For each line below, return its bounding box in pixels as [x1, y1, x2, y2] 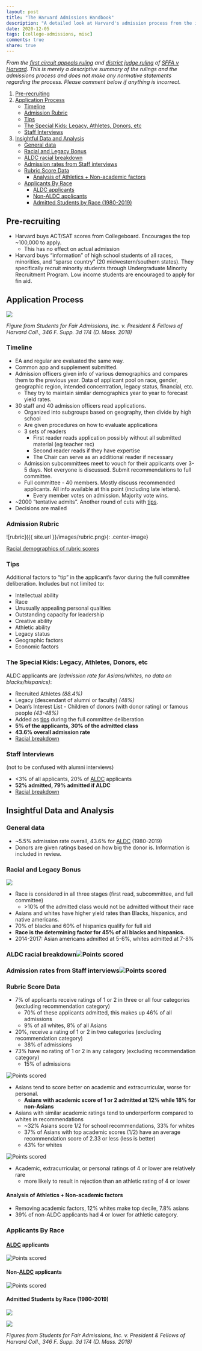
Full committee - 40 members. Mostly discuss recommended [23, 479, 176, 486]
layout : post [6, 8, 39, 15]
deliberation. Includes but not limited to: [6, 580, 105, 587]
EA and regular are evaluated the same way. [14, 357, 124, 364]
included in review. [14, 850, 62, 857]
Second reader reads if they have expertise [32, 447, 140, 454]
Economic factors [14, 643, 59, 650]
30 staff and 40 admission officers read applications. [14, 402, 147, 409]
